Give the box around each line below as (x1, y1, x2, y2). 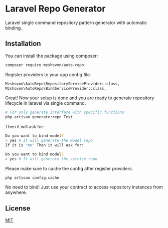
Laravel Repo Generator (5, 3, 106, 15)
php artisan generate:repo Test (5, 115, 73, 120)
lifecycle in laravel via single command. (5, 100, 86, 106)
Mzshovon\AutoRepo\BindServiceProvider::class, (5, 86, 107, 91)
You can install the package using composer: (5, 53, 98, 59)
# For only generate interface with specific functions (5, 110, 124, 115)
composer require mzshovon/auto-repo (5, 62, 84, 68)
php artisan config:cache (5, 175, 59, 180)
